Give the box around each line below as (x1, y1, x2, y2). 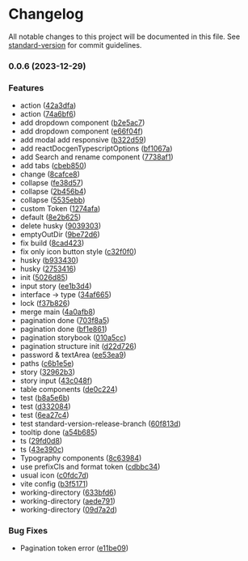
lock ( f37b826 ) (19, 299, 70, 308)
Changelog (8, 5, 84, 23)
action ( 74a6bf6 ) (19, 109, 77, 119)
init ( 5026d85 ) (19, 273, 69, 283)
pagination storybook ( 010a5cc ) (19, 333, 127, 342)
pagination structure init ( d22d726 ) (19, 342, 137, 351)
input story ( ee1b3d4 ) (19, 281, 92, 291)
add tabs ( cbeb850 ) (19, 161, 87, 171)
